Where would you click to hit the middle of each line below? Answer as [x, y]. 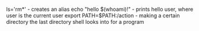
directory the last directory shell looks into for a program [75, 22]
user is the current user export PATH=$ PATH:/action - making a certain [93, 15]
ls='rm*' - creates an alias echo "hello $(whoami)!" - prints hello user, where [100, 9]
